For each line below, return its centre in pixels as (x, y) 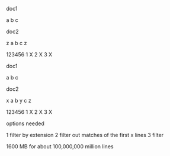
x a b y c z (19, 101)
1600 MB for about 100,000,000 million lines (60, 147)
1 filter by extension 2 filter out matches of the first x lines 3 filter (85, 135)
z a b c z (17, 43)
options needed (25, 123)
